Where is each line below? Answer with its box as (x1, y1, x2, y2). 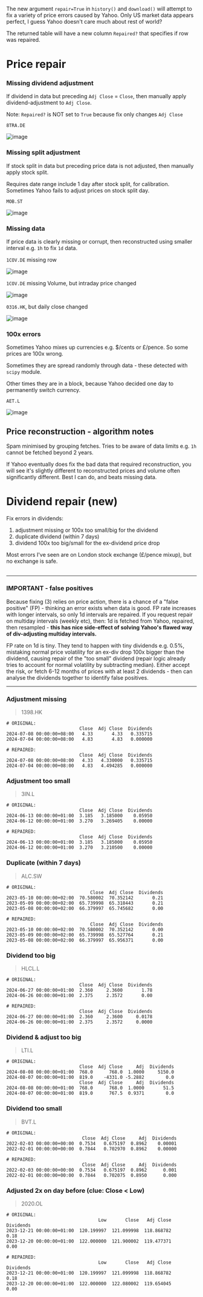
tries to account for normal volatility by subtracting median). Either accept (6, 661, 190, 668)
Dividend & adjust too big (6, 1033, 82, 1041)
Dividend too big (6, 951, 56, 960)
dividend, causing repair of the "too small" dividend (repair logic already (6, 654, 186, 662)
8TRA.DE (6, 122, 26, 129)
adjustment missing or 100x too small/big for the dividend (14, 526, 158, 534)
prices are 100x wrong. (6, 350, 63, 357)
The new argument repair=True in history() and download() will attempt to (6, 5, 192, 12)
